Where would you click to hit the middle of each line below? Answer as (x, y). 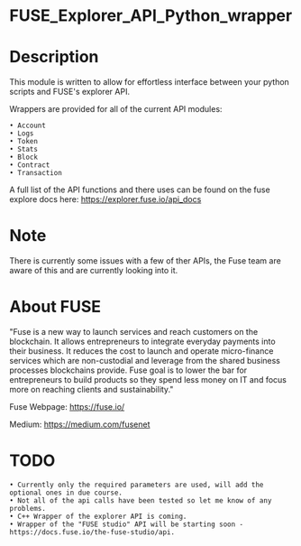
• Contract (30, 165)
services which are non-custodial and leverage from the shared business (145, 361)
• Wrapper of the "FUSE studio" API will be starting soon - (127, 524)
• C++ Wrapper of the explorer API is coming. (98, 516)
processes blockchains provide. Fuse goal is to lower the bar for (128, 370)
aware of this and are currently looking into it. (94, 271)
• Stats (24, 150)
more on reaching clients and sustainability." (91, 389)
